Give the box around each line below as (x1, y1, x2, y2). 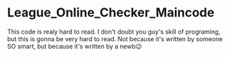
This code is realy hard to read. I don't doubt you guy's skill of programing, (7, 27, 220, 36)
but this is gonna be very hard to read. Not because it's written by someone (7, 34, 223, 43)
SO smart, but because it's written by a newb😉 (7, 42, 142, 50)
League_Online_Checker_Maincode (7, 5, 215, 21)
